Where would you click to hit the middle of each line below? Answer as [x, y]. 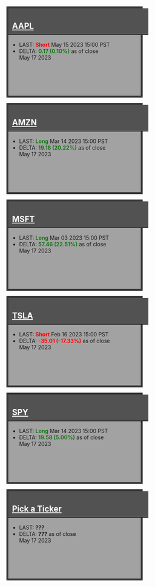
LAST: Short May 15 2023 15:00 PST [64, 45]
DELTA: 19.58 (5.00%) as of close [61, 437]
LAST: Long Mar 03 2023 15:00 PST [64, 238]
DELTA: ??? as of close [48, 534]
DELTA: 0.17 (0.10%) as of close [59, 51]
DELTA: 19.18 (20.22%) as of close [62, 148]
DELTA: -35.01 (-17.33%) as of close [64, 341]
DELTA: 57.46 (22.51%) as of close [63, 245]
